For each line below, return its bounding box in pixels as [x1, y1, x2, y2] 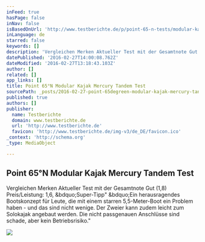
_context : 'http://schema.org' [6, 134, 86, 141]
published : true [6, 94, 48, 100]
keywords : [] [6, 43, 40, 50]
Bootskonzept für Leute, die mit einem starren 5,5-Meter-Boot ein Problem [6, 197, 193, 205]
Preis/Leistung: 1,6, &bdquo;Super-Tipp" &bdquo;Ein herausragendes [6, 191, 180, 198]
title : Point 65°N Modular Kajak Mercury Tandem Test [6, 83, 146, 89]
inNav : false [6, 20, 40, 26]
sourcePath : [6, 89, 37, 95]
